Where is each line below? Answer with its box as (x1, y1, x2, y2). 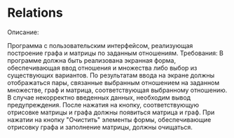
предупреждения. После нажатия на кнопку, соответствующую (7, 100, 200, 109)
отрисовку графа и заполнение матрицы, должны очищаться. (7, 123, 193, 131)
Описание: (7, 28, 39, 36)
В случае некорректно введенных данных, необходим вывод (7, 93, 191, 102)
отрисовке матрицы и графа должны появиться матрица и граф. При (7, 108, 215, 116)
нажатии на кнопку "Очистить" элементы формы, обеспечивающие (7, 115, 212, 123)
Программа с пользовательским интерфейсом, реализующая (7, 41, 193, 49)
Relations (7, 5, 63, 21)
